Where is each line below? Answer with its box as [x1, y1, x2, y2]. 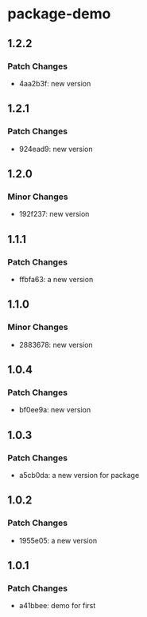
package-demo [7, 5, 111, 23]
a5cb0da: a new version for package [18, 471, 140, 480]
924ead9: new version [18, 144, 93, 153]
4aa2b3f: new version [18, 78, 91, 88]
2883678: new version [18, 340, 93, 349]
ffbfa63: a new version [18, 274, 94, 284]
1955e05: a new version [18, 535, 97, 545]
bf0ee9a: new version [18, 405, 91, 415]
